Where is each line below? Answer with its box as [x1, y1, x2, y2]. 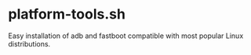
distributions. [8, 39, 51, 48]
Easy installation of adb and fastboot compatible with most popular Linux [8, 31, 244, 40]
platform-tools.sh [8, 5, 125, 23]
